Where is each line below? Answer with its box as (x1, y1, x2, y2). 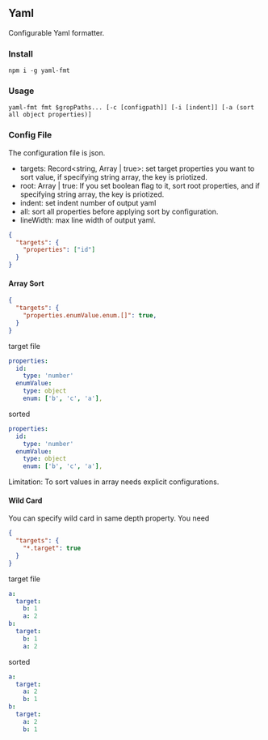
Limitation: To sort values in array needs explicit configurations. (8, 477, 220, 487)
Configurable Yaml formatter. (8, 28, 105, 37)
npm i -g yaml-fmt (8, 66, 70, 75)
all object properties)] (8, 111, 92, 119)
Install (8, 48, 34, 59)
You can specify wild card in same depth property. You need (8, 513, 210, 523)
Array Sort (8, 279, 44, 288)
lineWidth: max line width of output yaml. (19, 215, 156, 225)
